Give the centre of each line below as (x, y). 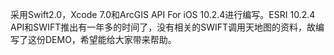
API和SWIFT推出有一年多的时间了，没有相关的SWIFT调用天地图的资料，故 (163, 27)
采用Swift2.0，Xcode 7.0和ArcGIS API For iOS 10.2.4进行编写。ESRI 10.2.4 (163, 14)
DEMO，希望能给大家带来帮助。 (110, 39)
